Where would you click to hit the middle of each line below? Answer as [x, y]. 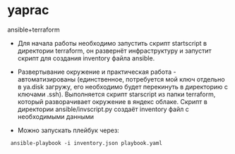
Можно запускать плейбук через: [68, 130]
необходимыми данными [55, 116]
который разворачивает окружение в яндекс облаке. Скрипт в [113, 101]
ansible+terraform [34, 30]
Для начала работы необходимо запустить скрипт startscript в [112, 43]
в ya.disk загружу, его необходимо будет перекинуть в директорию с [122, 86]
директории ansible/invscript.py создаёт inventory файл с [103, 109]
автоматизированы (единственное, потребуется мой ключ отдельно [121, 79]
